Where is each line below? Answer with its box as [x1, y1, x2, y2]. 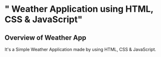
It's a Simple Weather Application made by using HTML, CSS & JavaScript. [4, 47, 157, 52]
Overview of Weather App [4, 33, 86, 42]
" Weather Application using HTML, [4, 3, 154, 15]
